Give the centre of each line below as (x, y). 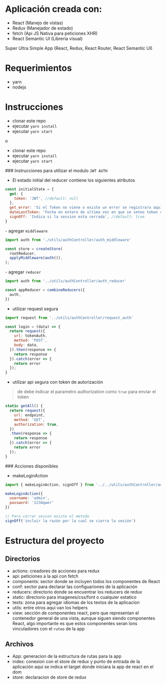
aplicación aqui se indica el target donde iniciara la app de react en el (83, 667)
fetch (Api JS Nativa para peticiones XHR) (55, 33)
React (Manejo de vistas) (38, 23)
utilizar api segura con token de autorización (58, 382)
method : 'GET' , (30, 420)
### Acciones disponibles (32, 466)
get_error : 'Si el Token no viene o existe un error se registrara (81, 208)
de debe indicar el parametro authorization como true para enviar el (86, 392)
